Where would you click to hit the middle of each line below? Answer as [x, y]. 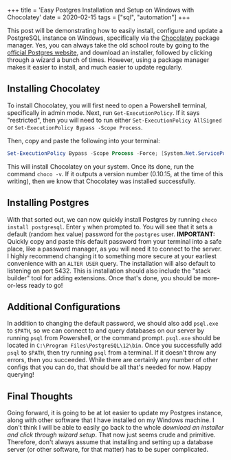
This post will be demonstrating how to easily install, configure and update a [115, 31]
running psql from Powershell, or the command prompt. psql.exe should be [114, 338]
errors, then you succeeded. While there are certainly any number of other [113, 360]
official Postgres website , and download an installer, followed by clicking [110, 52]
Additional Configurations [64, 307]
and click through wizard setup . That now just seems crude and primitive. [111, 435]
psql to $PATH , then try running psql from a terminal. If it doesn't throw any [112, 353]
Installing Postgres [48, 203]
